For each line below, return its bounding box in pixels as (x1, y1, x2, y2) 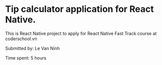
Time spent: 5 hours (5, 55, 46, 61)
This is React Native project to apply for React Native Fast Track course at (5, 30, 157, 36)
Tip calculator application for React (5, 3, 154, 15)
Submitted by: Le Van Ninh (5, 45, 60, 51)
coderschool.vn (5, 36, 37, 42)
